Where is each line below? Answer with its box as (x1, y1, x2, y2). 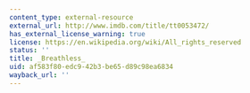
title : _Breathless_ (9, 54, 87, 63)
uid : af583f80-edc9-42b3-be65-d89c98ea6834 (9, 63, 174, 72)
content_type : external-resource (9, 12, 134, 22)
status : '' (9, 46, 50, 55)
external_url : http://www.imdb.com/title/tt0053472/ (9, 21, 210, 30)
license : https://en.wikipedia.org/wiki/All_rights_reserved (9, 37, 242, 47)
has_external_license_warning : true (9, 29, 146, 38)
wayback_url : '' (9, 71, 70, 80)
